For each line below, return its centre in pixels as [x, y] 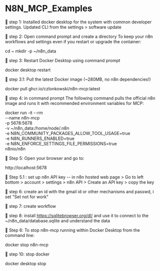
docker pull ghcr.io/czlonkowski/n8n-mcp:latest [53, 88]
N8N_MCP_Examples [49, 8]
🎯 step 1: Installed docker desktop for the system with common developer [78, 22]
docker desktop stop [26, 263]
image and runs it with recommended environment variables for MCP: [74, 103]
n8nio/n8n [15, 149]
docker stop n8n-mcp [27, 245]
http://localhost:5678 [26, 168]
